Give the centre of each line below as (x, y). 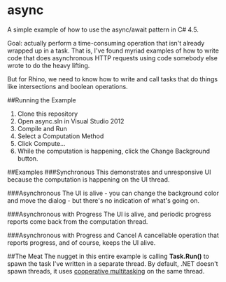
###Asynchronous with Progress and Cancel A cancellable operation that (113, 235)
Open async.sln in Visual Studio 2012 (71, 121)
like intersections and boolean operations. (68, 86)
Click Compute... (41, 143)
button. (28, 158)
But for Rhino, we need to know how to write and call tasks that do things (113, 79)
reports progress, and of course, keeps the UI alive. (82, 242)
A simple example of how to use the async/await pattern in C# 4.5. (103, 29)
